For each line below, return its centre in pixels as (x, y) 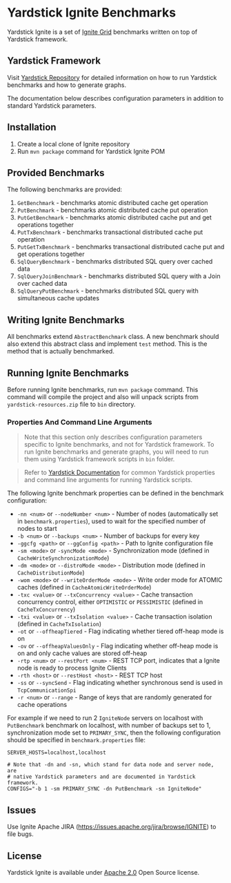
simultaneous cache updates (58, 298)
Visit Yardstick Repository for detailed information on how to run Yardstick (112, 77)
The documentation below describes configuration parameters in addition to (115, 98)
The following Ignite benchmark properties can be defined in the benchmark (115, 493)
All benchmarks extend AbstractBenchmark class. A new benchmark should (113, 337)
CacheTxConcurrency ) (46, 610)
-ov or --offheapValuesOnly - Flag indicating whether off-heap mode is (118, 646)
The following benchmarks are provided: (65, 190)
